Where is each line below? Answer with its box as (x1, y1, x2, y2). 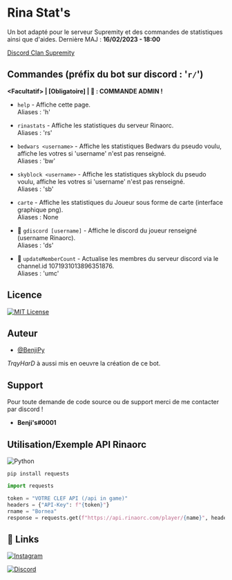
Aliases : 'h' (17, 107, 50, 116)
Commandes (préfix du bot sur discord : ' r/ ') (7, 69, 204, 80)
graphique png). (17, 206, 64, 214)
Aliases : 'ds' (17, 241, 54, 249)
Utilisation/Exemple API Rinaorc (7, 438, 147, 451)
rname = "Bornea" (7, 507, 57, 515)
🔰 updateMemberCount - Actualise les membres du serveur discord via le (17, 254, 219, 262)
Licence (7, 289, 43, 301)
